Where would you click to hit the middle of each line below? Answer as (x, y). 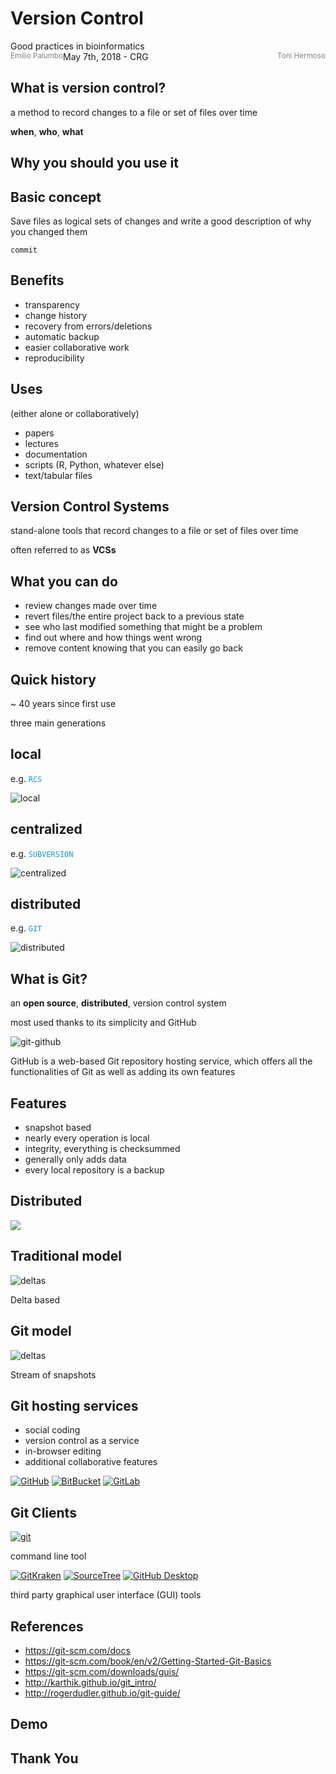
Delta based (35, 1299)
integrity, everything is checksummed (102, 1149)
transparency (52, 304)
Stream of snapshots (53, 1374)
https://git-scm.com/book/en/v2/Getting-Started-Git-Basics (148, 1661)
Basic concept (56, 197)
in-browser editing (63, 1451)
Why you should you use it (94, 163)
